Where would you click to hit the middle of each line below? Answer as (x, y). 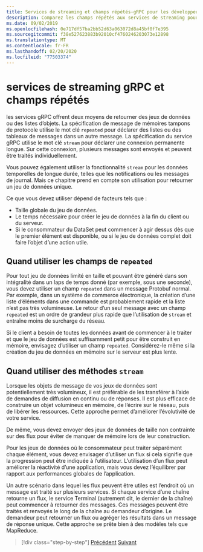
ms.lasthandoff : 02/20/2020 (42, 52)
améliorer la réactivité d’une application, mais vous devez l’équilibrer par (96, 467)
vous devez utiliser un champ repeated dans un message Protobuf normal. (99, 289)
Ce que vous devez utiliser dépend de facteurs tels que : (76, 198)
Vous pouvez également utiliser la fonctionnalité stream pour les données (97, 167)
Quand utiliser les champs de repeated (79, 261)
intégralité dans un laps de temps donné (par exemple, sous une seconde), (99, 282)
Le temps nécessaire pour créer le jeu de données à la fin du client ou (102, 217)
